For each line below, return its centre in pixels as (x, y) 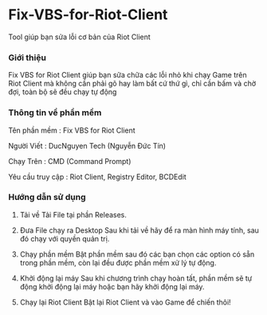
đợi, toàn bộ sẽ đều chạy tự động (63, 92)
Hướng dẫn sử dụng (47, 197)
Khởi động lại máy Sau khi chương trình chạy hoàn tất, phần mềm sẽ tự (136, 278)
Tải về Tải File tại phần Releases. (73, 214)
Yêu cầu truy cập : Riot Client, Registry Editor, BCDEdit (97, 177)
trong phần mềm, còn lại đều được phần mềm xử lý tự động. (118, 262)
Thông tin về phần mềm (55, 113)
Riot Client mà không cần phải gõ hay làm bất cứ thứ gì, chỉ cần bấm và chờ (132, 84)
